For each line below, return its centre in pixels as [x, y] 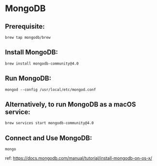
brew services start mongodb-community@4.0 [50, 123]
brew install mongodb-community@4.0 [42, 64]
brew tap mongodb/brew [28, 37]
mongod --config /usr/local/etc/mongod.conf [50, 90]
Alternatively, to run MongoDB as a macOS [71, 105]
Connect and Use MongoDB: [49, 138]
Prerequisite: [25, 26]
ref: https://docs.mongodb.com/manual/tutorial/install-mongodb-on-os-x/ [78, 158]
